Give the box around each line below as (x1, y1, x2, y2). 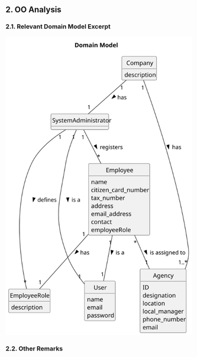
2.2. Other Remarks (5, 345, 63, 352)
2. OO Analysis (5, 5, 62, 15)
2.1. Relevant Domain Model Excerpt (5, 23, 111, 31)
